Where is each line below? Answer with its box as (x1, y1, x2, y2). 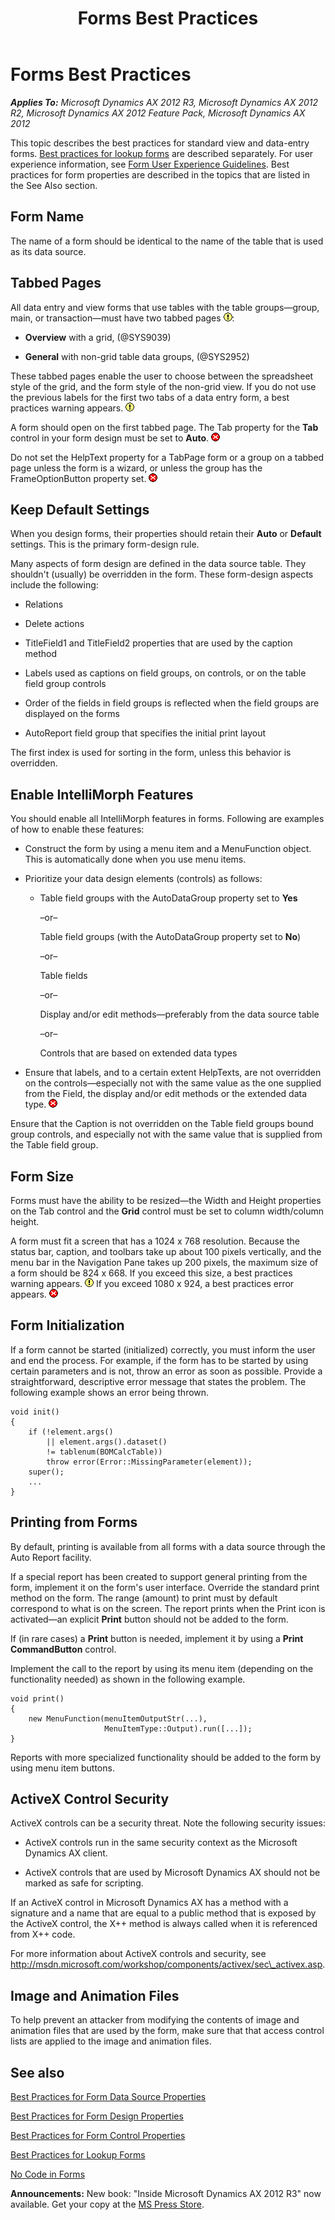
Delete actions (24, 618, 85, 630)
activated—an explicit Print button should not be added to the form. (10, 1613, 289, 1625)
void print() (10, 1693, 65, 1704)
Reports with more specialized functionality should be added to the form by (10, 1751, 322, 1763)
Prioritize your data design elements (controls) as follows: (24, 873, 263, 885)
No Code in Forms (10, 2168, 86, 2181)
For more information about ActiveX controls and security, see (10, 1948, 267, 1960)
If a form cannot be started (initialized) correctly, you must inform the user (10, 1343, 316, 1356)
